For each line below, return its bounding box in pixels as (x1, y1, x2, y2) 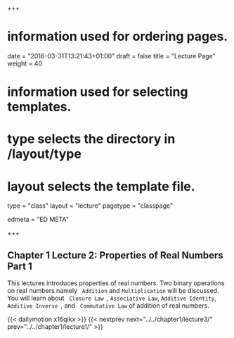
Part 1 (7, 260, 33, 272)
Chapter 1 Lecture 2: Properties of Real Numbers (7, 249, 223, 261)
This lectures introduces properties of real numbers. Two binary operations (7, 279, 225, 287)
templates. (7, 99, 72, 115)
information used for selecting (7, 84, 188, 100)
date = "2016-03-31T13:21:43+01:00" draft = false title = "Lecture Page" (7, 51, 216, 60)
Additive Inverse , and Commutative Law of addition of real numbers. (7, 301, 209, 310)
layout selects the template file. (7, 178, 195, 194)
